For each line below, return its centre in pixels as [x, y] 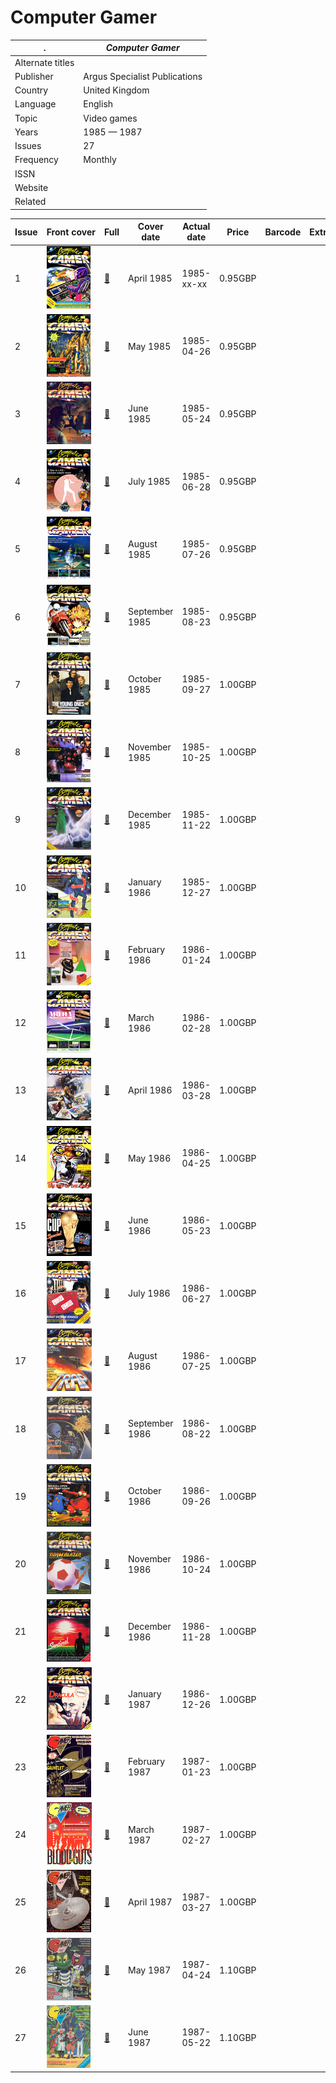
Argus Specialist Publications [143, 76]
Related [30, 202]
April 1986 [150, 1090]
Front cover [71, 232]
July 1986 [149, 1293]
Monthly [100, 160]
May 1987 [149, 1970]
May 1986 [149, 1158]
